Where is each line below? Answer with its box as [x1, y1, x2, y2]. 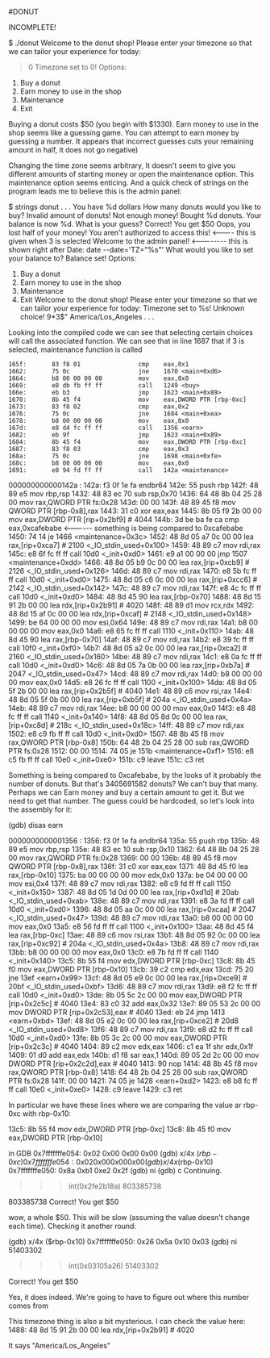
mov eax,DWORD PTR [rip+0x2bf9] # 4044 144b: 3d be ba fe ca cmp [8, 515, 239, 524]
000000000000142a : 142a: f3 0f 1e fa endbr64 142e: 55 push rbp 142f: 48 [8, 480, 260, 490]
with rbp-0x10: [23, 1109, 71, 1118]
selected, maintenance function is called [8, 345, 143, 354]
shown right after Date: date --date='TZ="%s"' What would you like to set [8, 245, 254, 254]
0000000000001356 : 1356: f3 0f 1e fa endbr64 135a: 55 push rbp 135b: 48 [8, 836, 260, 846]
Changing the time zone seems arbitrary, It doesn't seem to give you [8, 161, 236, 170]
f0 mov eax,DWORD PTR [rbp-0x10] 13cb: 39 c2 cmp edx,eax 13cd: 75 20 [8, 964, 254, 974]
